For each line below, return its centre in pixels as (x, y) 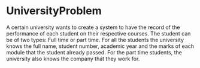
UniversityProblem (54, 11)
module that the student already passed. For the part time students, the (94, 52)
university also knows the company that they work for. (73, 59)
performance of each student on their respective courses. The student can (99, 33)
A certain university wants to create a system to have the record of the (93, 27)
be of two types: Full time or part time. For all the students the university (95, 40)
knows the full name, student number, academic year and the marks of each (100, 46)
